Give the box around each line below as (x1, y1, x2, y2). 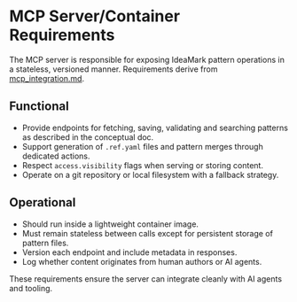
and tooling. (9, 283, 53, 293)
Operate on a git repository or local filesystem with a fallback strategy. (21, 169, 279, 180)
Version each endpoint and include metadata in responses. (21, 246, 238, 258)
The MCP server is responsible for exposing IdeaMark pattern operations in (9, 54, 285, 65)
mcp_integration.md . (9, 73, 85, 83)
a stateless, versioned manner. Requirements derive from (9, 64, 218, 74)
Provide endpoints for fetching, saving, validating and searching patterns (21, 122, 288, 133)
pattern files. (21, 237, 69, 248)
